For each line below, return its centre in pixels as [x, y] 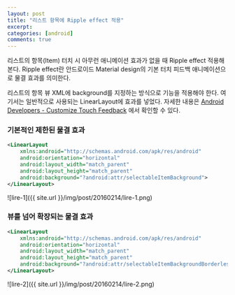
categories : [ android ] [40, 33]
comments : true [29, 40]
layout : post [26, 14]
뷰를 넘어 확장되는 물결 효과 [50, 217]
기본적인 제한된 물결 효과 [46, 130]
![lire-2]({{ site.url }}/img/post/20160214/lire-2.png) [81, 284]
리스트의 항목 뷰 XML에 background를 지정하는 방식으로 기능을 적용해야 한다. [113, 93]
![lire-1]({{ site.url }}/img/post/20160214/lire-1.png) [80, 197]
